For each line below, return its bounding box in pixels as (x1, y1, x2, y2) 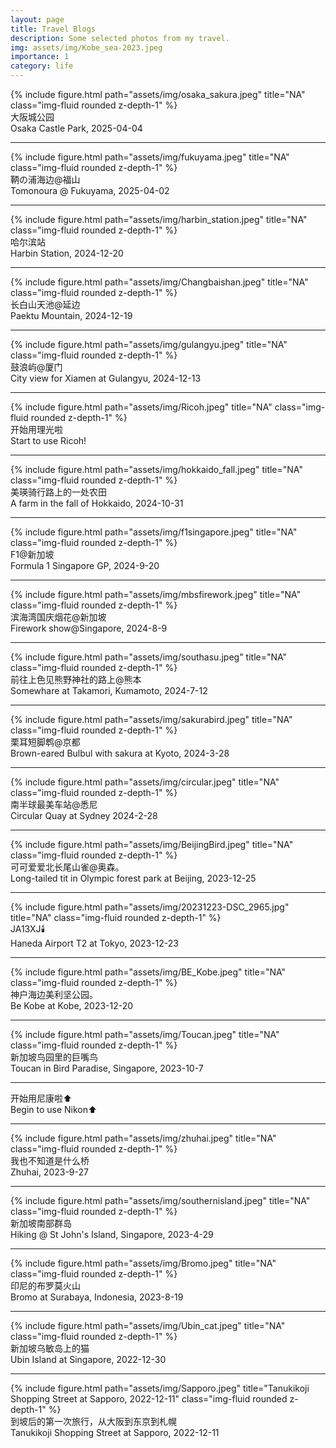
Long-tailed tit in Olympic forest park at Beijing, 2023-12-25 (10, 872, 257, 884)
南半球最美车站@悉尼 (10, 799, 98, 810)
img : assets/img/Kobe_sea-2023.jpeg (10, 42, 163, 53)
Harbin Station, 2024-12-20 (10, 247, 124, 259)
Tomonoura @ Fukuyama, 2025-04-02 (10, 185, 170, 196)
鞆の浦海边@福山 (10, 174, 81, 185)
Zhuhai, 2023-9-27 (10, 1166, 89, 1178)
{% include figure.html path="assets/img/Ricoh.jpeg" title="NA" (10, 401, 273, 413)
